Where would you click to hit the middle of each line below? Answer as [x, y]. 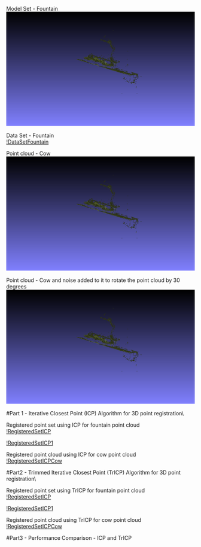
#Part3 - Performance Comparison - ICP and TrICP [69, 538]
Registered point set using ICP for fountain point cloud [73, 425]
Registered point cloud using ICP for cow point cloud [71, 455]
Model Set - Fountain [32, 9]
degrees [16, 287]
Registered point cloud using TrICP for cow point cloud [74, 520]
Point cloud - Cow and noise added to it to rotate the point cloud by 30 [93, 280]
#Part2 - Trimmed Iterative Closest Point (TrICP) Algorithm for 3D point [94, 473]
